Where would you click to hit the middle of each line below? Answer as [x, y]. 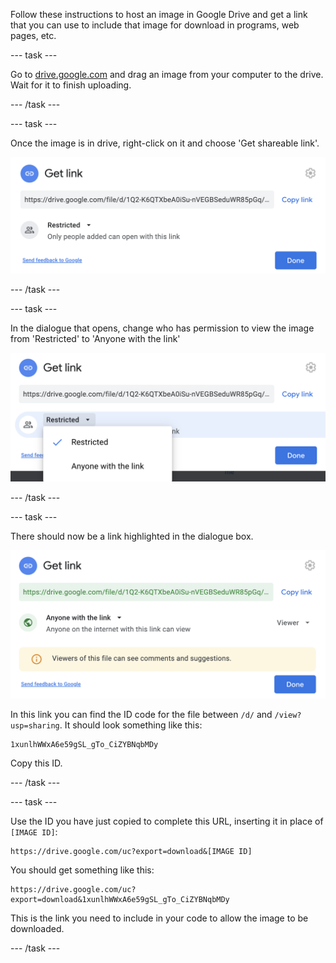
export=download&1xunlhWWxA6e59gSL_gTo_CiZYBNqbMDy [120, 899]
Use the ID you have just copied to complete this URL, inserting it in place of [167, 821]
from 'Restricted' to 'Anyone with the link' [95, 339]
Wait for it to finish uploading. [71, 85]
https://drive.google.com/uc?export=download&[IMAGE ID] [131, 851]
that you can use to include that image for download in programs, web [155, 25]
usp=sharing [35, 725]
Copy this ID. [36, 763]
